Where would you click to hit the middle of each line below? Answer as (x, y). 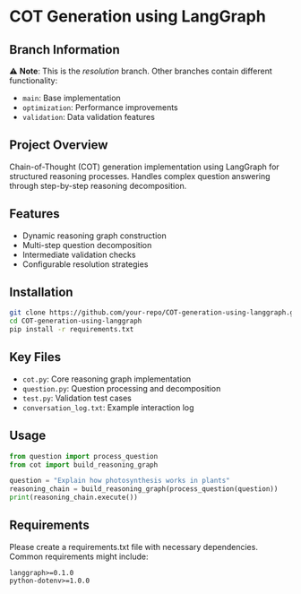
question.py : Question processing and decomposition (121, 388)
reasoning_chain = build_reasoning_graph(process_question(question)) (144, 489)
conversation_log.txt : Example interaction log (108, 407)
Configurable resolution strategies (85, 264)
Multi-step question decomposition (87, 245)
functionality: (34, 81)
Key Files (35, 357)
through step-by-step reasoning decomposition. (98, 185)
